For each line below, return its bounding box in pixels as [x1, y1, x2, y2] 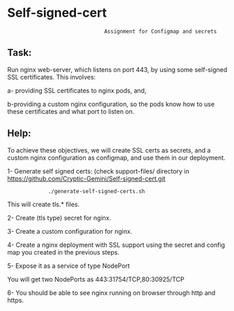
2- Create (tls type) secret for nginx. [7, 213, 112, 222]
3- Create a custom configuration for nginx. [7, 227, 133, 235]
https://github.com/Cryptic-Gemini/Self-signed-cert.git [7, 174, 166, 183]
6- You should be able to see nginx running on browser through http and [7, 288, 216, 297]
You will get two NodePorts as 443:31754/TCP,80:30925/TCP [7, 275, 185, 283]
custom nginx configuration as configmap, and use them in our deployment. [7, 153, 226, 162]
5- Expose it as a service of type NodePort [7, 261, 131, 270]
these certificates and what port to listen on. [7, 107, 135, 116]
